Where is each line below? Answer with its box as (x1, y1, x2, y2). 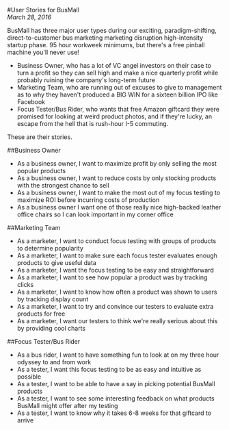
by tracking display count (16, 295, 89, 303)
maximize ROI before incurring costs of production (16, 196, 160, 204)
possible (16, 372, 42, 381)
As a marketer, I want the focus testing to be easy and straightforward (16, 266, 214, 274)
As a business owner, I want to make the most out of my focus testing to (16, 188, 221, 197)
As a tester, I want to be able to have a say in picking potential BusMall (16, 380, 215, 388)
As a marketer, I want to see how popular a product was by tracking (16, 273, 208, 281)
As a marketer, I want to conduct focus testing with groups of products (16, 237, 217, 245)
